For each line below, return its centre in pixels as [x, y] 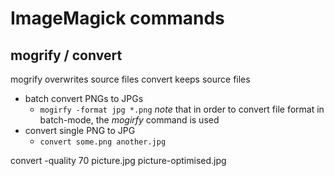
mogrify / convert [66, 55]
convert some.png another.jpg [103, 142]
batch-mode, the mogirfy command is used [129, 120]
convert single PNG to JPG [80, 130]
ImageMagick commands [117, 18]
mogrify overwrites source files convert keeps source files [130, 79]
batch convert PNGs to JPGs [84, 98]
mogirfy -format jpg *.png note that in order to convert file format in [182, 109]
